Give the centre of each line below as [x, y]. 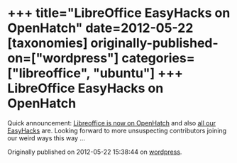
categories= [158, 58]
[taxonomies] [48, 43]
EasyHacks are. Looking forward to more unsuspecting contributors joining [117, 130]
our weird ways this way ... [46, 138]
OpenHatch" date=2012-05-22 [100, 28]
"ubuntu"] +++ [138, 73]
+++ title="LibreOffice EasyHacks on [119, 13]
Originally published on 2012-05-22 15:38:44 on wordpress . [95, 152]
